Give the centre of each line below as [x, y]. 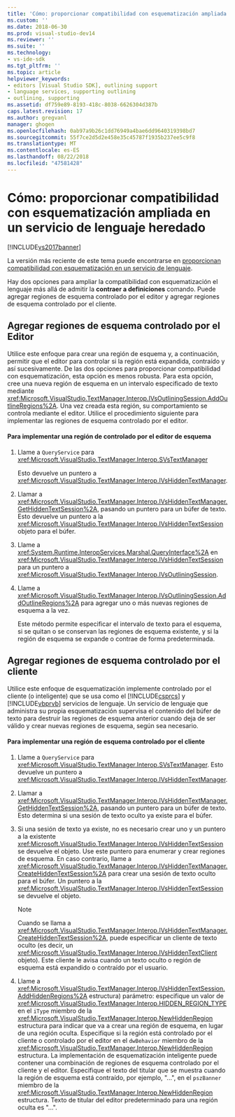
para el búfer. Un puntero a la [59, 881]
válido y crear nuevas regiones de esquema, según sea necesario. [103, 725]
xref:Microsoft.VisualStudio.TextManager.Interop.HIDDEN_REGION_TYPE [122, 1003]
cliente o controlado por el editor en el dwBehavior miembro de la [110, 1040]
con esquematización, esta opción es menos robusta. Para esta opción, [110, 376]
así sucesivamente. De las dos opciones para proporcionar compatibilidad [114, 369]
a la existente [36, 836]
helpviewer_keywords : [39, 79]
